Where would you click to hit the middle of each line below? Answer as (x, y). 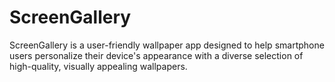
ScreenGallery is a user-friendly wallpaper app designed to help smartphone (167, 45)
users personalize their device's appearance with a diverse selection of (156, 55)
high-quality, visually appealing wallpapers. (98, 66)
